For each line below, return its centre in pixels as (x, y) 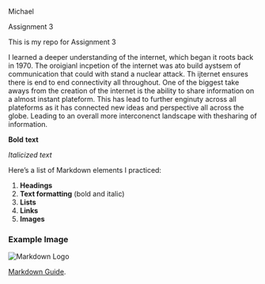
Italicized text (30, 155)
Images (32, 219)
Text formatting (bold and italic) (72, 194)
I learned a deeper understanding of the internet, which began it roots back (131, 57)
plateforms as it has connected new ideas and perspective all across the (126, 107)
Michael (21, 11)
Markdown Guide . (37, 272)
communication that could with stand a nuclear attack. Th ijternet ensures (129, 74)
